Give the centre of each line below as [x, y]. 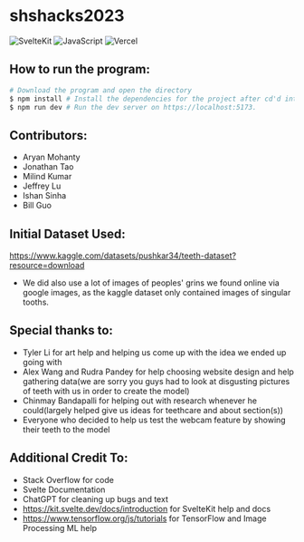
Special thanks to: [61, 330]
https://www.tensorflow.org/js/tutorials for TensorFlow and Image [144, 518]
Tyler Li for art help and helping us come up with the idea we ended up [154, 352]
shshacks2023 [67, 16]
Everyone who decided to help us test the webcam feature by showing [154, 420]
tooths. [36, 302]
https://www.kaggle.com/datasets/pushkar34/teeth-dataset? [123, 256]
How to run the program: [80, 69]
